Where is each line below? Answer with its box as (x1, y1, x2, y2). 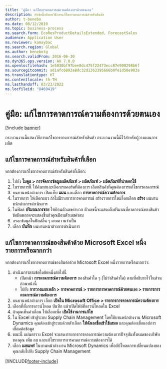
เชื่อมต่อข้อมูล (12, 326, 34, 332)
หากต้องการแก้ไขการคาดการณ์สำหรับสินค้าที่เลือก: (5, 168, 86, 174)
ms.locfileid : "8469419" (5, 86, 57, 92)
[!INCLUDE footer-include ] (5, 358, 58, 364)
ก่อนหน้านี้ (19, 281, 37, 287)
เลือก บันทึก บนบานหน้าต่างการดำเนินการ (12, 223, 80, 229)
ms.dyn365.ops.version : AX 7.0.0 (5, 59, 75, 64)
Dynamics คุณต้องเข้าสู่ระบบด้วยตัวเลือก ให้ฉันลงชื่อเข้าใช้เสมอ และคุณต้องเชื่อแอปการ (12, 320, 156, 326)
